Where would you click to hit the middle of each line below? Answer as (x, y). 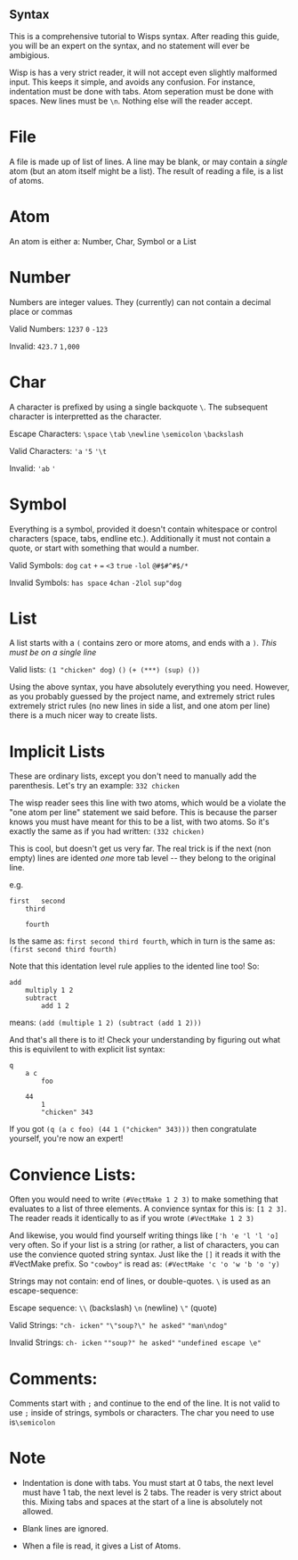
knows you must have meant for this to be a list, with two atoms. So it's (139, 822)
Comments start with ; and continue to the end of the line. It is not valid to (145, 1403)
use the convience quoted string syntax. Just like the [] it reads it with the (145, 1255)
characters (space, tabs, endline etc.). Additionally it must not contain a (140, 538)
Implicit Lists (57, 751)
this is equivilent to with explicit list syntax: (87, 1049)
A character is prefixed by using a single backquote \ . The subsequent (139, 407)
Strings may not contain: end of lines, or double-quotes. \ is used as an (140, 1281)
